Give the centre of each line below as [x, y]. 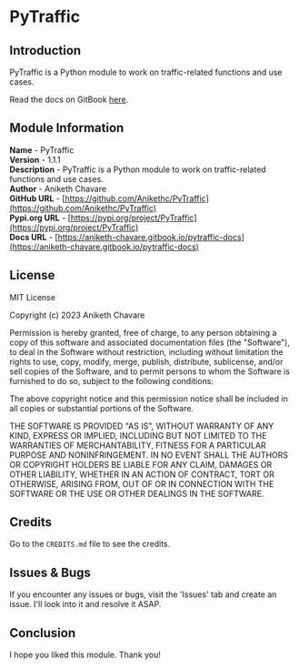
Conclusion [43, 633]
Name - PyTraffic [42, 150]
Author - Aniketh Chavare [58, 188]
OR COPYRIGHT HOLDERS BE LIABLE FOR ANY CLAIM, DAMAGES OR [141, 464]
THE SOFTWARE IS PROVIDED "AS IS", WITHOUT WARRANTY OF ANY [142, 426]
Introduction [45, 51]
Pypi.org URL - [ [40, 218]
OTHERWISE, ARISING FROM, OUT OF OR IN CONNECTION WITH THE [142, 483]
